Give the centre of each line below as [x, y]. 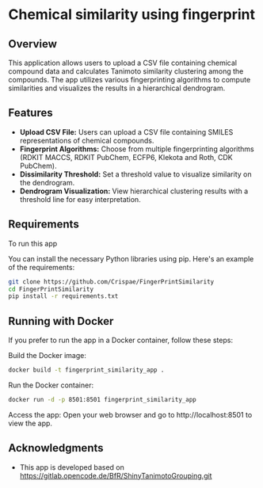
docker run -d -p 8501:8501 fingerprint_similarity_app [102, 399]
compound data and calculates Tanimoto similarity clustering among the [126, 71]
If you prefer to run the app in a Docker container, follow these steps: [121, 340]
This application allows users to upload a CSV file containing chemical [123, 63]
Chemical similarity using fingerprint [132, 15]
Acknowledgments [56, 448]
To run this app [33, 243]
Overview [33, 44]
